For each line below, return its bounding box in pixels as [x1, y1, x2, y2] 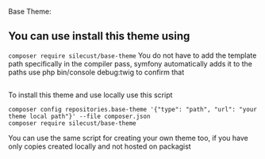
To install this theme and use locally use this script [8, 90, 173, 100]
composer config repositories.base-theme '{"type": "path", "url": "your [8, 106, 258, 114]
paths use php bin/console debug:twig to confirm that [8, 67, 185, 77]
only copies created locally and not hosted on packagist [8, 142, 192, 151]
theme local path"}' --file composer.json [8, 112, 151, 121]
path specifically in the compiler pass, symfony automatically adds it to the [8, 59, 252, 68]
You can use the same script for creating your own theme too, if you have [8, 134, 248, 143]
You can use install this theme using [8, 29, 190, 43]
